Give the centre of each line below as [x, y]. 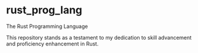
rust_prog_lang [44, 10]
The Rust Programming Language [47, 26]
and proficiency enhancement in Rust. [52, 44]
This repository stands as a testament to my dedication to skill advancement [99, 37]
